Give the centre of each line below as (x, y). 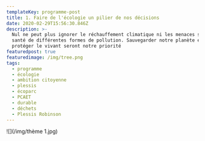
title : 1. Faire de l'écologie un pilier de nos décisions (83, 18)
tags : (13, 63)
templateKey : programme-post (43, 12)
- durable (24, 103)
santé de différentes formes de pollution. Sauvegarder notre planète (103, 40)
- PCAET (22, 97)
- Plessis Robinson (37, 114)
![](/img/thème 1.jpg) (32, 131)
